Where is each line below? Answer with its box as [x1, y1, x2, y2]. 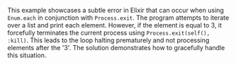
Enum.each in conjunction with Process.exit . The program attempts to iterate [7, 13, 230, 22]
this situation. [7, 51, 47, 59]
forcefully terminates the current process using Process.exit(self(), [7, 28, 210, 37]
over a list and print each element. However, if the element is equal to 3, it [7, 21, 222, 29]
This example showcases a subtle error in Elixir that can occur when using [7, 6, 225, 14]
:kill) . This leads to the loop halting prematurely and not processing [7, 36, 210, 45]
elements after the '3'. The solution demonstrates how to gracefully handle [7, 44, 225, 52]
